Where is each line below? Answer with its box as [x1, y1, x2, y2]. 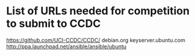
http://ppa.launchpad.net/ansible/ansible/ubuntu [6, 43, 127, 50]
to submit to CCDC [6, 17, 101, 30]
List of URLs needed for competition [6, 4, 190, 18]
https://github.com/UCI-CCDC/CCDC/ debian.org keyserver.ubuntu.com [6, 36, 185, 43]
